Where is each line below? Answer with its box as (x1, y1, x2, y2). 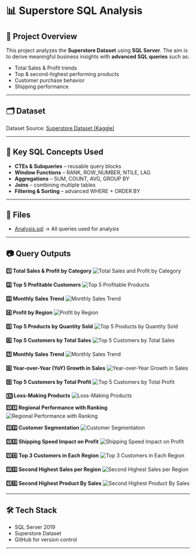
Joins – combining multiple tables (14, 181, 96, 188)
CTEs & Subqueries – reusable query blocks (14, 163, 121, 170)
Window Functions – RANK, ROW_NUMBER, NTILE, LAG (14, 168, 150, 176)
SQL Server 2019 (14, 524, 55, 531)
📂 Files (6, 210, 31, 220)
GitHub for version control (14, 536, 78, 543)
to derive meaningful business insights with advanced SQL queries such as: (6, 53, 190, 60)
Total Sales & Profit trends (14, 64, 78, 71)
